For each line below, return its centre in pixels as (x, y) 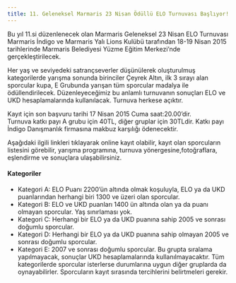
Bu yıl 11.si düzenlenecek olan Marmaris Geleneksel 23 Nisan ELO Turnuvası (118, 34)
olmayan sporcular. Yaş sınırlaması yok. (75, 212)
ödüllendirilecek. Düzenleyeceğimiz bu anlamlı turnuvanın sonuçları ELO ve (117, 92)
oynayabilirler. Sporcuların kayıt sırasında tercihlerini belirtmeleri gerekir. (123, 272)
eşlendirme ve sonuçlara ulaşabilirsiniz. (65, 157)
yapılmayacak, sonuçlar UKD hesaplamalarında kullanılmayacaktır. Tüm (121, 257)
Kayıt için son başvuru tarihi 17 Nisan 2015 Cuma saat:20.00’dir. (100, 114)
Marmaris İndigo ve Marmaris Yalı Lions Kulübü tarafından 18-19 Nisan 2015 (117, 41)
